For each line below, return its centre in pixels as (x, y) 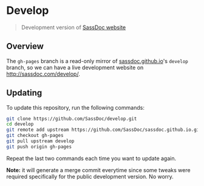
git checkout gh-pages (35, 136)
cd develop (20, 124)
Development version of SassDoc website (73, 27)
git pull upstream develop (40, 141)
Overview (25, 46)
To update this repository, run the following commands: (75, 107)
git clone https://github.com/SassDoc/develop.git (72, 119)
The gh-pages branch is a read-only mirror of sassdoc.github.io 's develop (97, 61)
